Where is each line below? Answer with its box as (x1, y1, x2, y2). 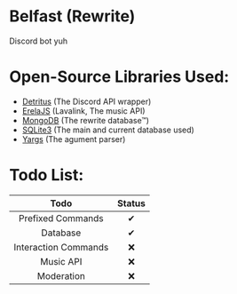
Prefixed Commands (18, 211, 104, 224)
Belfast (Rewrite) (9, 6, 136, 27)
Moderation (36, 269, 86, 282)
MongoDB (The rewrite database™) (21, 115, 149, 125)
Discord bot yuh (9, 36, 68, 46)
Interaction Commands (13, 241, 109, 253)
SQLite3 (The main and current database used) (21, 124, 195, 135)
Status (116, 197, 146, 210)
